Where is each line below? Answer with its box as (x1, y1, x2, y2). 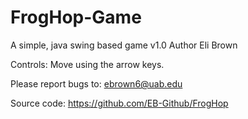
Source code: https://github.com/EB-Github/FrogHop (10, 97, 229, 109)
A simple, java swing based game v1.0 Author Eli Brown (10, 39, 238, 51)
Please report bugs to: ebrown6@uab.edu (10, 77, 183, 90)
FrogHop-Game (10, 6, 142, 29)
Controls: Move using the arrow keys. (10, 58, 165, 70)
